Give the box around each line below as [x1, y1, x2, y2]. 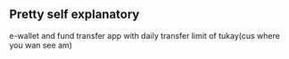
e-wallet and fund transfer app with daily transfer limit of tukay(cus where [9, 30, 281, 41]
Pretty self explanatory [9, 7, 140, 22]
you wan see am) [9, 40, 73, 50]
